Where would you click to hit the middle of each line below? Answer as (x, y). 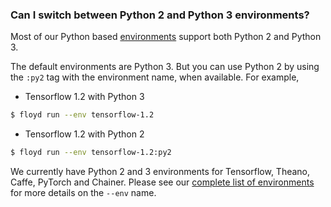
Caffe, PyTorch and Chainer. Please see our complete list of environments (162, 182)
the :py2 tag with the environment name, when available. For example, (155, 77)
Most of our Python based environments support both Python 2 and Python (166, 37)
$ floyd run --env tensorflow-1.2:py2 (91, 153)
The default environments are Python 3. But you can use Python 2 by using (165, 67)
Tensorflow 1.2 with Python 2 (84, 134)
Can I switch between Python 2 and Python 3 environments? (160, 15)
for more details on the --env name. (83, 193)
